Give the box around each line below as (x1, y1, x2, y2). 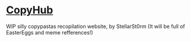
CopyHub (6, 3, 53, 17)
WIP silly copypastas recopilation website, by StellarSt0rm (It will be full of (6, 23, 186, 30)
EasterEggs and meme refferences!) (6, 29, 94, 36)
